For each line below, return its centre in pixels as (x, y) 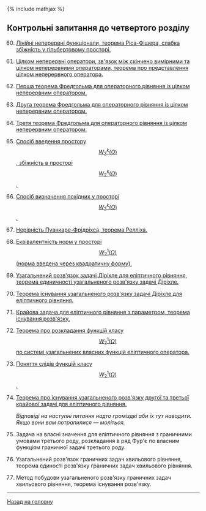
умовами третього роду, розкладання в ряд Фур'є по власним (97, 441)
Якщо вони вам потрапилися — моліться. (70, 422)
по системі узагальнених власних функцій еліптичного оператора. (103, 352)
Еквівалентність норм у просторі (59, 242)
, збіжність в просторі (44, 163)
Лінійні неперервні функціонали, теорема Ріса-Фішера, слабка (98, 43)
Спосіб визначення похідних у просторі (68, 196)
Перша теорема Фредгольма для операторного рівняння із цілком (103, 86)
